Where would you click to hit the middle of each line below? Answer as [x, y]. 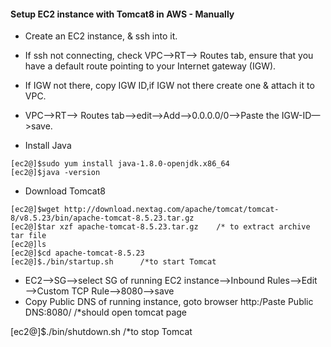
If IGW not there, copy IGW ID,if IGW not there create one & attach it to [169, 86]
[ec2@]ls [28, 245]
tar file [28, 236]
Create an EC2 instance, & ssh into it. [101, 36]
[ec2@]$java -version [55, 173]
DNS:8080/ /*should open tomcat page [106, 312]
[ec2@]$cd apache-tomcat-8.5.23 [77, 253]
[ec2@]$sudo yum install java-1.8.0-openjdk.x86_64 [120, 164]
